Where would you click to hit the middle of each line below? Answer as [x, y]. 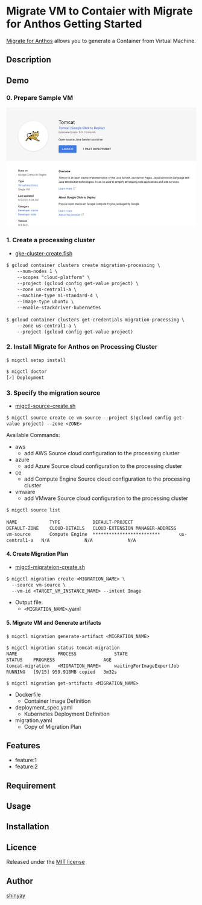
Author [20, 881]
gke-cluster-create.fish [44, 253]
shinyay [16, 896]
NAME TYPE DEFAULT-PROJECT [70, 522]
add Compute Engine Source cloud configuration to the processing [107, 479]
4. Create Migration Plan [37, 554]
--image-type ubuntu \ [46, 301]
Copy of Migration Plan [52, 726]
